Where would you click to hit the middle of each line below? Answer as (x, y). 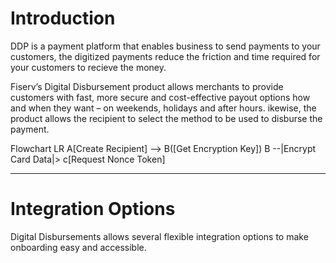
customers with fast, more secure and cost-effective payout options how (160, 97)
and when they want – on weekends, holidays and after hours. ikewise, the (163, 108)
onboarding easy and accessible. (78, 247)
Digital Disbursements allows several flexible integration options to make (159, 236)
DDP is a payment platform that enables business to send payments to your (165, 46)
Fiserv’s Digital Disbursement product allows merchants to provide (147, 86)
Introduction (63, 18)
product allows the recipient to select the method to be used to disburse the (166, 118)
